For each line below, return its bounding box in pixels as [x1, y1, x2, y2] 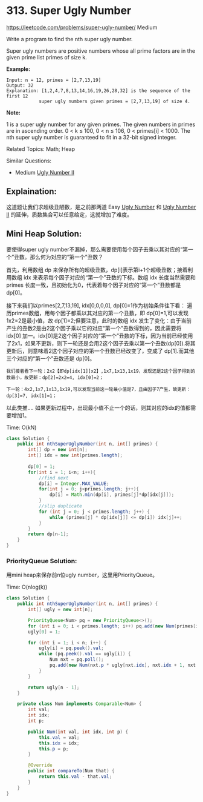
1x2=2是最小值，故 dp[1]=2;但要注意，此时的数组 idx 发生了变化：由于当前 [6, 316, 192, 324]
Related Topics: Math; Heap [6, 145, 76, 152]
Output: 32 [6, 82, 34, 89]
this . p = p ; [38, 746, 69, 752]
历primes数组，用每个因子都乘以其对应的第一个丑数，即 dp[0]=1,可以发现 [6, 309, 189, 316]
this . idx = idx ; [38, 740, 80, 746]
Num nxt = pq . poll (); [49, 657, 104, 663]
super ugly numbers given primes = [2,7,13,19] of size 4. [38, 98, 190, 104]
